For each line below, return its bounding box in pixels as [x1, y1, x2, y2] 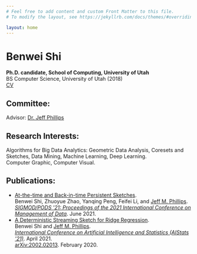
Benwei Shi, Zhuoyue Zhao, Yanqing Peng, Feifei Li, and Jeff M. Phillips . [14, 197, 188, 205]
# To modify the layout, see [6, 14, 77, 20]
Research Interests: [6, 131, 79, 141]
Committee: [6, 98, 50, 108]
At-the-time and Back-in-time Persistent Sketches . [14, 191, 137, 198]
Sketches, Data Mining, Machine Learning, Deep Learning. [6, 153, 147, 160]
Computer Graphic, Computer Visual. [6, 159, 96, 166]
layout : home [6, 25, 38, 30]
